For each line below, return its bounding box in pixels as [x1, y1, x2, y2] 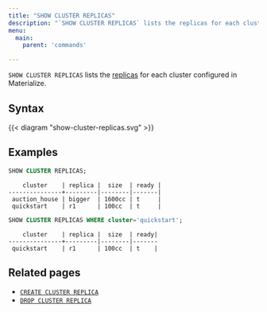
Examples [8, 146, 58, 159]
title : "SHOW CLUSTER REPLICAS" [8, 11, 115, 20]
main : [15, 33, 34, 42]
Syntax [8, 101, 44, 115]
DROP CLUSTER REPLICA [19, 297, 91, 305]
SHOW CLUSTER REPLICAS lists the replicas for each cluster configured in [8, 70, 238, 80]
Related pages [8, 266, 81, 279]
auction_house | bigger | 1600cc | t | [11, 195, 161, 203]
